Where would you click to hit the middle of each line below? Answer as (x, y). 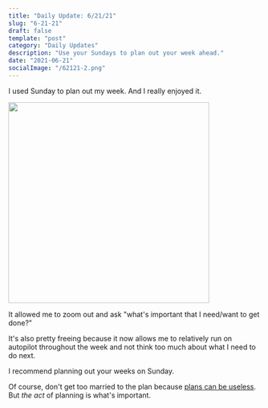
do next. (22, 355)
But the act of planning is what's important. (79, 395)
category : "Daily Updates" (53, 46)
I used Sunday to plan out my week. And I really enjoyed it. (105, 91)
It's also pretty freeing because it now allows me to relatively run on (120, 338)
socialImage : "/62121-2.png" (57, 68)
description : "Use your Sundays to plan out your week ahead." (116, 53)
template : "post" (37, 38)
